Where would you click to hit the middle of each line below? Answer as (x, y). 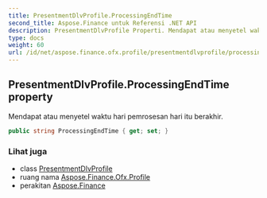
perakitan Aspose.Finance (62, 185)
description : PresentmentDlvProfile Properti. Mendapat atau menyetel (128, 30)
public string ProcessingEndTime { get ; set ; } (89, 131)
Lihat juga (28, 151)
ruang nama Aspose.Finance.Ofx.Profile (85, 177)
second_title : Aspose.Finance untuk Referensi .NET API (103, 23)
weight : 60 (26, 45)
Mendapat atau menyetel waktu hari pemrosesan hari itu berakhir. (116, 116)
